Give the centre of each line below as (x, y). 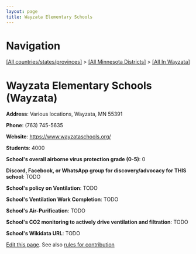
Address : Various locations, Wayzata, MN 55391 (64, 114)
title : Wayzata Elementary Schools (49, 17)
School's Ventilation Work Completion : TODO (62, 200)
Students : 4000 (25, 148)
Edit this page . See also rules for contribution (61, 245)
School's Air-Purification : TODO (46, 211)
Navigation (33, 46)
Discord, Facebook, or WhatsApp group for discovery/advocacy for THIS (96, 171)
